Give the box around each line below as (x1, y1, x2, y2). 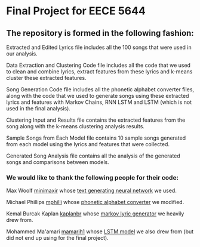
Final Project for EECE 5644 (6, 4, 146, 18)
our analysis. (6, 50, 38, 57)
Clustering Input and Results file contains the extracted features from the (6, 116, 186, 123)
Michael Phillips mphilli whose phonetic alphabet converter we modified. (6, 199, 184, 206)
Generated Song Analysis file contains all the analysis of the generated (6, 152, 180, 159)
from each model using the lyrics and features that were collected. (6, 141, 170, 147)
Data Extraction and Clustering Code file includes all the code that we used (6, 61, 191, 69)
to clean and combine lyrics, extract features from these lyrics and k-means (6, 68, 193, 75)
